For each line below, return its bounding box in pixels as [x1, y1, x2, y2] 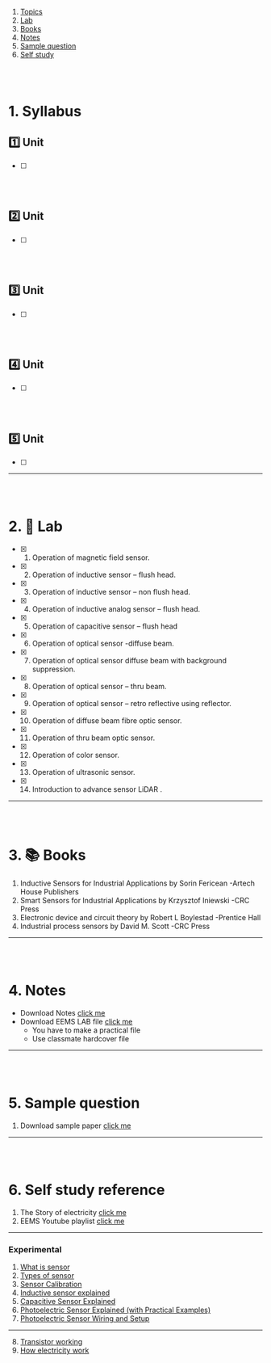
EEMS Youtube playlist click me [19, 1216, 125, 1226]
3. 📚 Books [8, 846, 86, 864]
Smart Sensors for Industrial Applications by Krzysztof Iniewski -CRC [19, 896, 250, 906]
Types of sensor [19, 1271, 75, 1281]
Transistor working [19, 1337, 83, 1347]
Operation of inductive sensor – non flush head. [31, 587, 191, 597]
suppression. [31, 664, 76, 674]
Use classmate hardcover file [31, 1034, 130, 1044]
